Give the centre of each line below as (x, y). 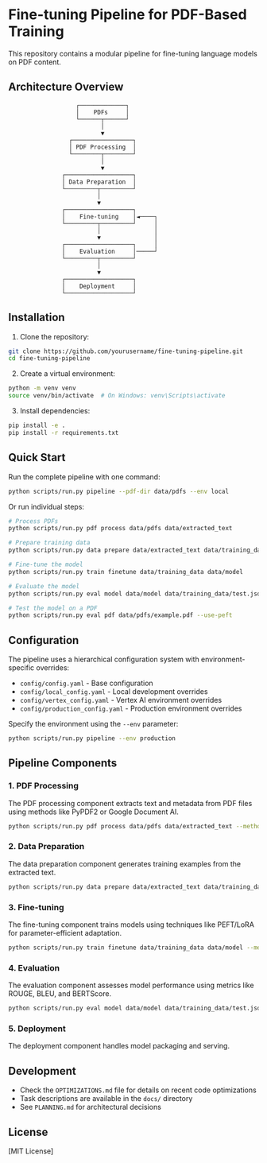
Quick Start (37, 457)
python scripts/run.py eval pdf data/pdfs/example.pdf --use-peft (120, 615)
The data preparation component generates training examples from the (124, 863)
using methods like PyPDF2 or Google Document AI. (93, 812)
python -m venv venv (43, 388)
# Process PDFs (33, 521)
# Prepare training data (49, 543)
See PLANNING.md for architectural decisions (90, 1107)
